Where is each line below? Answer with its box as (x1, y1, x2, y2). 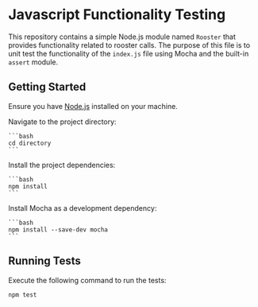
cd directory (8, 139, 52, 147)
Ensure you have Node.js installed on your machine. (8, 101, 179, 111)
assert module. (8, 57, 58, 67)
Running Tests (8, 255, 81, 268)
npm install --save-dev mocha (8, 225, 109, 234)
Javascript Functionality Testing (8, 6, 226, 24)
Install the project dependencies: (8, 160, 116, 169)
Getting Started (8, 80, 87, 94)
